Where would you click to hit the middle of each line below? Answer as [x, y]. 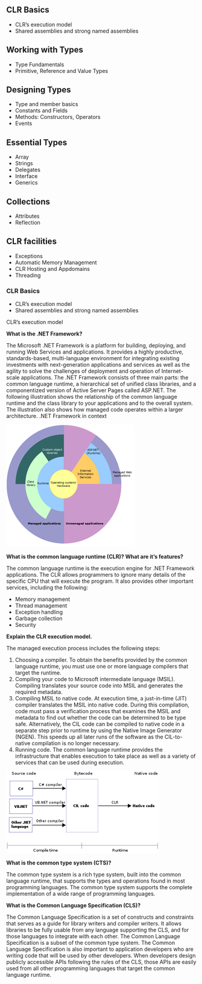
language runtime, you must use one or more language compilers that [102, 667]
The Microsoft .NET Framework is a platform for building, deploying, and [96, 346]
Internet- [172, 371]
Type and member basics [46, 104]
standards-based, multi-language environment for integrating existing [93, 358]
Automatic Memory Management [56, 262]
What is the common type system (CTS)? [59, 863]
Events [24, 124]
